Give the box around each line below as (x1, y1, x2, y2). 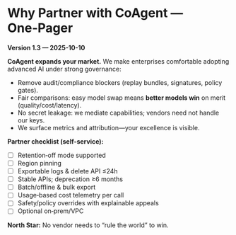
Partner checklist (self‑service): (7, 137, 104, 146)
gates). (17, 86, 39, 94)
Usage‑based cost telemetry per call (17, 191, 124, 200)
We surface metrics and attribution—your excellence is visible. (17, 123, 200, 132)
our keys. (17, 115, 45, 125)
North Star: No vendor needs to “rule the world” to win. (7, 221, 169, 229)
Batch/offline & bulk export (17, 183, 96, 192)
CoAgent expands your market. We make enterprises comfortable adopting (7, 57, 230, 65)
